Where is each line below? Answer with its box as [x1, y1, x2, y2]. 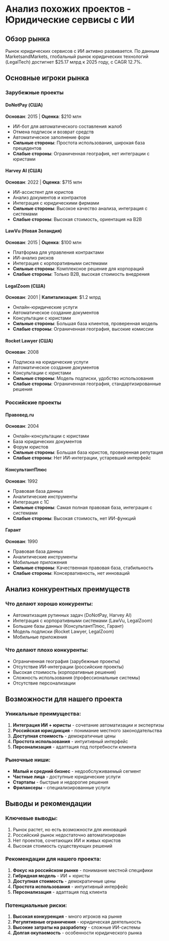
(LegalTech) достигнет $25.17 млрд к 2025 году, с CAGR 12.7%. [5, 59, 142, 65]
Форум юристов [12, 444, 49, 450]
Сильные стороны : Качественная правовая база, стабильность [12, 565, 154, 571]
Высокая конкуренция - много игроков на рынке [12, 913, 122, 919]
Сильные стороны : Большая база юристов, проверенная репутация [12, 449, 163, 455]
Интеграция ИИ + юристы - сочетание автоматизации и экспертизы [12, 722, 164, 728]
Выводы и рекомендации [5, 799, 92, 808]
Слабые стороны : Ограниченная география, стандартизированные [12, 381, 161, 387]
